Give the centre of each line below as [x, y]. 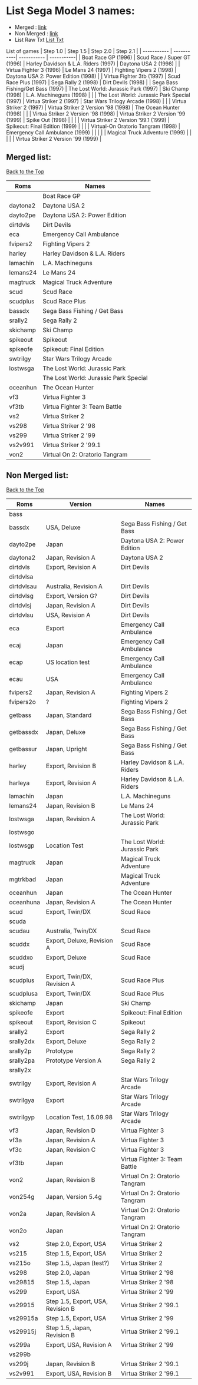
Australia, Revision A [75, 586]
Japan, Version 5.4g [74, 1196]
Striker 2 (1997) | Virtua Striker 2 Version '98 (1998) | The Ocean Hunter [93, 107]
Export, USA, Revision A [79, 1344]
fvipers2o [23, 702]
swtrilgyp [22, 1117]
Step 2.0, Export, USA [76, 1244]
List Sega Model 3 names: [71, 11]
